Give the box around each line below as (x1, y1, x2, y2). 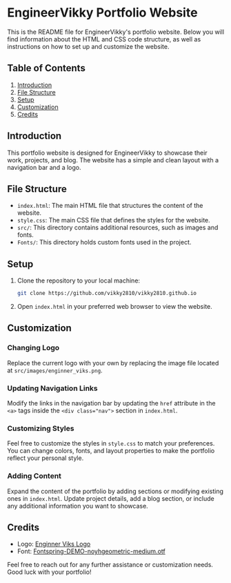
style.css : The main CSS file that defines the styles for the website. (17, 216, 210, 224)
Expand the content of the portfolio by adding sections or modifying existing (7, 487, 224, 495)
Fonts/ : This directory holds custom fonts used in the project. (17, 238, 192, 247)
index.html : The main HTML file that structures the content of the (17, 202, 203, 210)
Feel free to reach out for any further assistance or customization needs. (7, 561, 214, 569)
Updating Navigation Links (7, 383, 98, 393)
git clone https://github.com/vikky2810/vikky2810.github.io (17, 290, 197, 297)
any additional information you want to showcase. (7, 501, 148, 510)
